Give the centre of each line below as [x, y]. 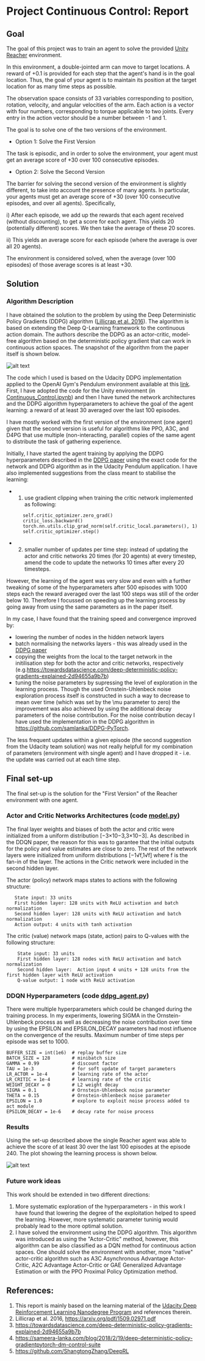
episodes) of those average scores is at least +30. [69, 265]
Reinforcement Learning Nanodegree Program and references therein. [103, 1312]
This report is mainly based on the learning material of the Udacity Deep [106, 1305]
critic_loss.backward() [53, 521]
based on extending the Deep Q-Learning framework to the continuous [95, 328]
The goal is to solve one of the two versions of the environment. [87, 129]
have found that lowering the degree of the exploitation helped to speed [106, 1213]
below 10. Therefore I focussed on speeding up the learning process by [96, 600]
